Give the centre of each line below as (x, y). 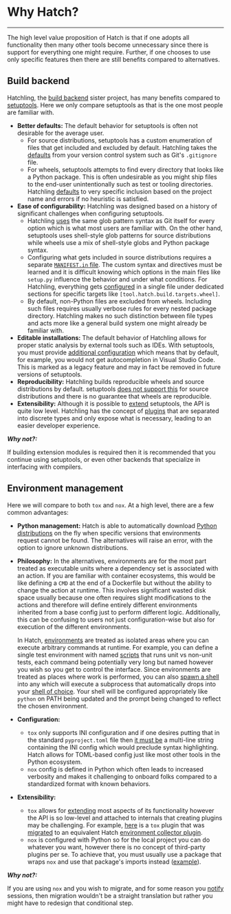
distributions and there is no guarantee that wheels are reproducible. (114, 396)
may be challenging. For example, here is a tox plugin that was (116, 825)
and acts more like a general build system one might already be (117, 323)
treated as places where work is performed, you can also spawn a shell (118, 677)
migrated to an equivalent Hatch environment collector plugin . (115, 832)
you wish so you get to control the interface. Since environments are (114, 669)
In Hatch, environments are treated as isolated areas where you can (113, 640)
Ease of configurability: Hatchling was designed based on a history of (117, 206)
